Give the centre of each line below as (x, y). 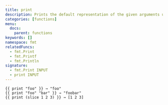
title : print (19, 10)
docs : (15, 28)
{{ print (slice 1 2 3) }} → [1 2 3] (44, 97)
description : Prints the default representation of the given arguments (82, 14)
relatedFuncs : (20, 47)
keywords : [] (19, 38)
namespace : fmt (21, 42)
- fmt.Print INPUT (29, 70)
